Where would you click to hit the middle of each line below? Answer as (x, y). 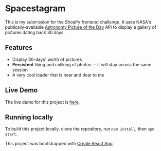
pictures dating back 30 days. (35, 32)
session (20, 70)
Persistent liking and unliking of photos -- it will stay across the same (82, 64)
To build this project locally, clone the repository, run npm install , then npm (80, 129)
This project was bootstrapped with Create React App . (60, 144)
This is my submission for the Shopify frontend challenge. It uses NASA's (78, 22)
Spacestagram (35, 9)
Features (19, 47)
